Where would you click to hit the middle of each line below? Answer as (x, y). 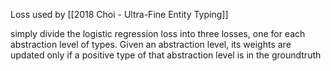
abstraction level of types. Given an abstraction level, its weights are (151, 44)
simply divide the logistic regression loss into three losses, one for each (158, 33)
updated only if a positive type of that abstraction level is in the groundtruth (166, 55)
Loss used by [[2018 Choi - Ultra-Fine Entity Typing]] (119, 14)
